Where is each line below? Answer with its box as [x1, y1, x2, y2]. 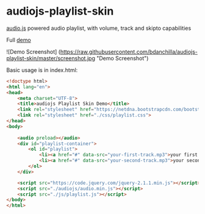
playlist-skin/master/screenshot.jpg [6, 54, 96, 62]
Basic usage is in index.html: [6, 66, 78, 74]
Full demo [6, 36, 32, 43]
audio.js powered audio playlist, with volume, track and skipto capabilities [6, 24, 192, 32]
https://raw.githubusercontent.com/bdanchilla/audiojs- [60, 48, 198, 55]
